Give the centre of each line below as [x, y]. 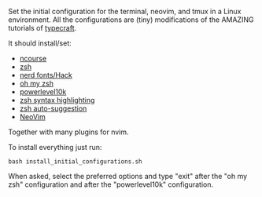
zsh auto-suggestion [53, 108]
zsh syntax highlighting [57, 100]
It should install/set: [40, 43]
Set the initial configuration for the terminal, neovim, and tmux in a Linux [125, 11]
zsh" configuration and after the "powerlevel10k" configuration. [111, 184]
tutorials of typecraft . [42, 28]
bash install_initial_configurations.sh [76, 162]
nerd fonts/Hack [46, 75]
